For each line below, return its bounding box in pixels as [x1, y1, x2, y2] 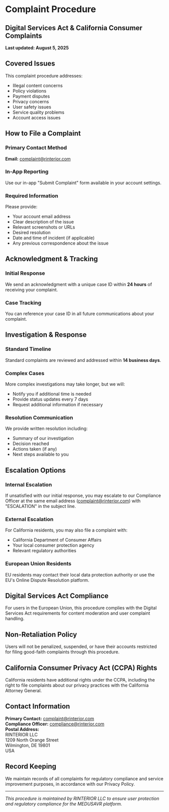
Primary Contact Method [5, 144, 67, 152]
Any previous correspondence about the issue [12, 240, 109, 246]
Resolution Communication [5, 414, 73, 421]
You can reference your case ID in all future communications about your [5, 311, 154, 317]
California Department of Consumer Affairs [12, 537, 102, 543]
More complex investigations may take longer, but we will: [5, 381, 125, 387]
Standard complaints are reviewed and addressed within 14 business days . [5, 357, 161, 363]
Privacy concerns [12, 98, 49, 104]
